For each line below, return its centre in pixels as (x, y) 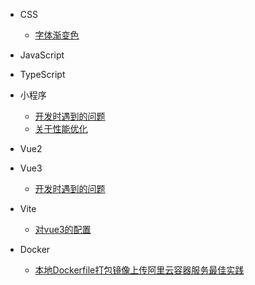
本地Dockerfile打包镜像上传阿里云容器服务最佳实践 (139, 270)
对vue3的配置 (63, 229)
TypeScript (42, 74)
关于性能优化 (61, 128)
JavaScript (42, 55)
